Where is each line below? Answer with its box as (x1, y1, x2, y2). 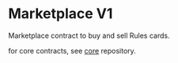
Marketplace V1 (8, 5, 113, 23)
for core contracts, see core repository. (8, 46, 136, 55)
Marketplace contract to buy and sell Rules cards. (8, 31, 170, 40)
